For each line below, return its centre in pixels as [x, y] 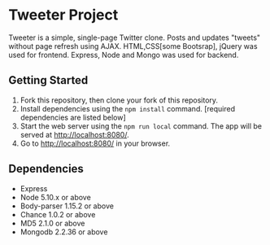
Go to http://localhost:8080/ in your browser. [95, 143]
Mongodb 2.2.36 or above [64, 232]
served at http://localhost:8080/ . [74, 134]
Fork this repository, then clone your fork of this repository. [119, 100]
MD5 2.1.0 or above [52, 223]
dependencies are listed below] [73, 117]
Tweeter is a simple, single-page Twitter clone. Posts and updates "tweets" [135, 37]
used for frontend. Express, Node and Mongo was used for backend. [124, 55]
